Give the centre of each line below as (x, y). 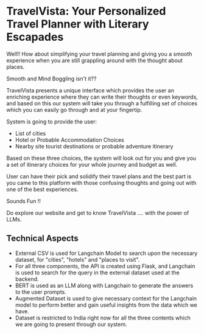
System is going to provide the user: (52, 121)
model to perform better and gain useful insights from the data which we (106, 305)
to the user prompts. (41, 292)
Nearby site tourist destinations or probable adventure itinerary (94, 146)
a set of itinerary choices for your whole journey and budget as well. (92, 164)
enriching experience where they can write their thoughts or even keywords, (102, 97)
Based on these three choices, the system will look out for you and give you (101, 158)
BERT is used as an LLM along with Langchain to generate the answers (104, 285)
